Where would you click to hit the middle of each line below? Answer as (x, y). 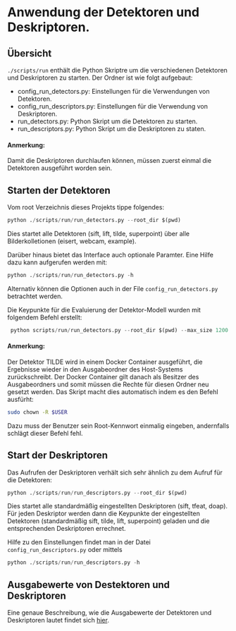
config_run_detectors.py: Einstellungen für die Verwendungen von (113, 91)
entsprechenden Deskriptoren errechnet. (67, 529)
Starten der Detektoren (59, 190)
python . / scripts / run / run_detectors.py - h (70, 275)
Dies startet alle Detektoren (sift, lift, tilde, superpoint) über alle (99, 233)
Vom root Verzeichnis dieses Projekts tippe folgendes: (86, 207)
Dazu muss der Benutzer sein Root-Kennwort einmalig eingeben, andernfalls (118, 425)
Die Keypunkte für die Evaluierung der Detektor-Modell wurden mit (104, 310)
